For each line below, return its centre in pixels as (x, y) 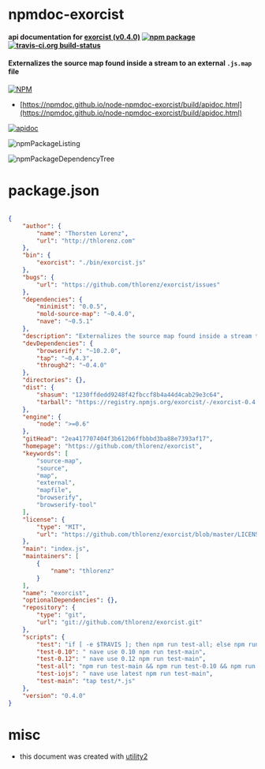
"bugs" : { (39, 277)
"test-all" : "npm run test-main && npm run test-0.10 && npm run (146, 666)
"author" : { (42, 226)
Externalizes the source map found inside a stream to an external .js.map (130, 63)
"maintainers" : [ (51, 557)
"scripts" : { (44, 637)
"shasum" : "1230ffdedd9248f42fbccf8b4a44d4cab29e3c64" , (130, 395)
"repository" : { (49, 608)
